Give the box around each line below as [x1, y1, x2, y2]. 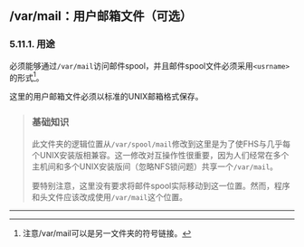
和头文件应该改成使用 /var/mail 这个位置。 [31, 191, 188, 202]
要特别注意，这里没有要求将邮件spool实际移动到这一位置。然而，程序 [31, 180, 290, 191]
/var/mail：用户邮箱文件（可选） [9, 8, 193, 24]
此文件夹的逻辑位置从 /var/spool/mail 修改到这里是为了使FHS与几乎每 [31, 138, 291, 149]
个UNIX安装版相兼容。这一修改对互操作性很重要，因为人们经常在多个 [31, 149, 290, 160]
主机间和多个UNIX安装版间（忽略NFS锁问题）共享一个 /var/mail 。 [31, 161, 279, 172]
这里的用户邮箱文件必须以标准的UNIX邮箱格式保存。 [9, 91, 204, 102]
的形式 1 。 [9, 71, 44, 83]
